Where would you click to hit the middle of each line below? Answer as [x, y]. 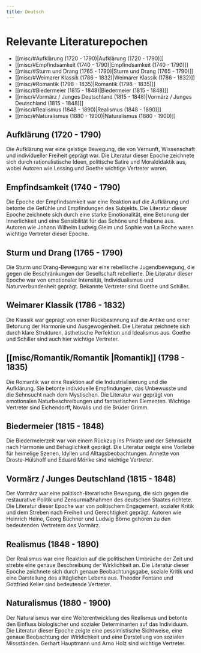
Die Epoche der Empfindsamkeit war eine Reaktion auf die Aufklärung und [98, 202]
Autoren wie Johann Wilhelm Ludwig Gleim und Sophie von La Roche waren [100, 227]
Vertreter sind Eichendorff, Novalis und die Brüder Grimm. [77, 407]
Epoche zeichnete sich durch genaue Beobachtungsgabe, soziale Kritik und [100, 572]
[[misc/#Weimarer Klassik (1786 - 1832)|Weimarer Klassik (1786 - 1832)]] [105, 77]
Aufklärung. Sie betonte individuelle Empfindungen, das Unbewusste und [97, 388]
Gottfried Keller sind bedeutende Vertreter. [59, 584]
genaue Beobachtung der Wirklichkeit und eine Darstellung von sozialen [95, 637]
